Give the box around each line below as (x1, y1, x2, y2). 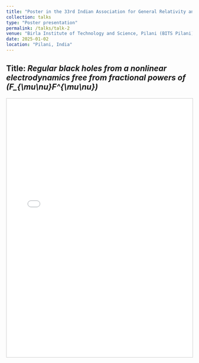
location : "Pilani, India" (6, 42, 73, 48)
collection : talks (6, 14, 51, 20)
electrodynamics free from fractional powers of (6, 73, 186, 83)
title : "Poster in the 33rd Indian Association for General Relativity (6, 8, 186, 15)
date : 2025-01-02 (6, 36, 49, 42)
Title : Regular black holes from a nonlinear (6, 63, 167, 74)
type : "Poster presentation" (6, 20, 78, 25)
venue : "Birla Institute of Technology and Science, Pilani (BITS (6, 31, 173, 37)
